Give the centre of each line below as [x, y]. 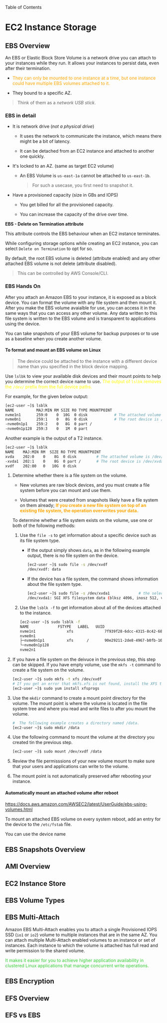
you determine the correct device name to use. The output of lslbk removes [83, 381]
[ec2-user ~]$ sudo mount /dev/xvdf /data [57, 752]
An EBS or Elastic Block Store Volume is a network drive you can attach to [81, 58]
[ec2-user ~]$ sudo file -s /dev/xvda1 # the [88, 593]
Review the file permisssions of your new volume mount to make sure [83, 761]
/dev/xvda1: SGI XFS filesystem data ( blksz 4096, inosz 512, [93, 598]
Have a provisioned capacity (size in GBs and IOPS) [65, 195]
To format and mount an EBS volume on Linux [53, 350]
